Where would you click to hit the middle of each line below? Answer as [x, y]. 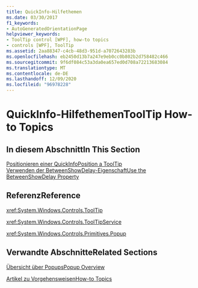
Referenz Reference [44, 196]
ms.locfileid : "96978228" [39, 85]
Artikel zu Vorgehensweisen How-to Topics [59, 278]
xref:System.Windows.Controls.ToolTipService [64, 222]
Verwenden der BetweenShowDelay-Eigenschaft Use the [76, 170]
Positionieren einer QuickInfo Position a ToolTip [64, 164]
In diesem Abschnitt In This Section [73, 149]
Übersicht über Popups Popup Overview [56, 267]
